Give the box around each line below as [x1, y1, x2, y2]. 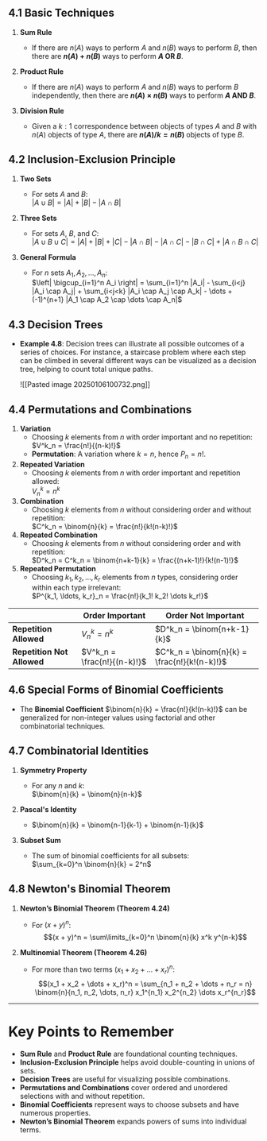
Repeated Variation [19, 459, 85, 469]
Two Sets [19, 174, 52, 184]
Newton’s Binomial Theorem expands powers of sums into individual [19, 1116, 247, 1126]
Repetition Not [12, 647, 68, 658]
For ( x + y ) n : [31, 919, 72, 930]
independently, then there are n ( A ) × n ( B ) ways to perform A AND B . [31, 91, 257, 100]
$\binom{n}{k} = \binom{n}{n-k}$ [31, 789, 142, 799]
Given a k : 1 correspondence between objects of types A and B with [31, 121, 257, 130]
